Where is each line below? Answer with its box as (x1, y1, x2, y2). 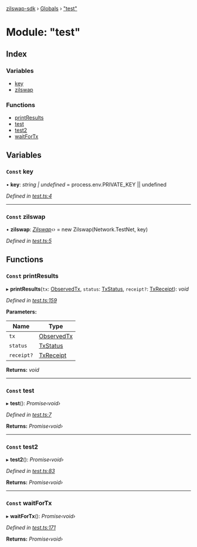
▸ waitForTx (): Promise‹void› (6, 512, 76, 519)
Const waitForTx (6, 499, 52, 508)
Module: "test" (6, 26, 81, 39)
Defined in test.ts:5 (6, 238, 52, 245)
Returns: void (6, 366, 40, 373)
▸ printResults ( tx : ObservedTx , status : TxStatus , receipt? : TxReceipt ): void (6, 285, 189, 292)
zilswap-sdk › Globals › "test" (6, 5, 77, 12)
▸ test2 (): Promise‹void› (6, 456, 64, 463)
